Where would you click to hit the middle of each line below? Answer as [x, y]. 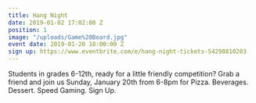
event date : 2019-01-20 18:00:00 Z [66, 44]
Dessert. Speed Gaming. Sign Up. [62, 90]
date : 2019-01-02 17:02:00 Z [56, 23]
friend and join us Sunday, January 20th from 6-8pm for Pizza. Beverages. [128, 82]
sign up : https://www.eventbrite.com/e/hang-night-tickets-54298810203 [127, 51]
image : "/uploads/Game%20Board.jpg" [68, 37]
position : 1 [27, 30]
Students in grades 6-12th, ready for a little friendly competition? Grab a [124, 74]
